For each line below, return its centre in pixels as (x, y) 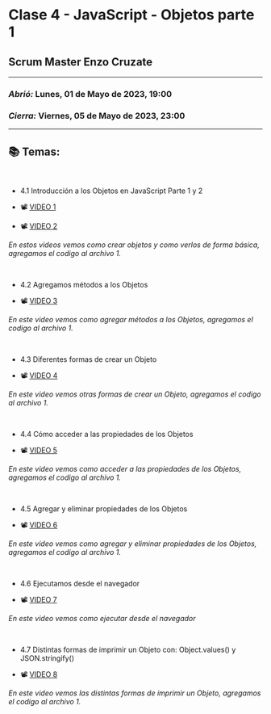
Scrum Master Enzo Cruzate (81, 62)
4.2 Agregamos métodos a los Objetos (84, 285)
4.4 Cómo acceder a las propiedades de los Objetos (106, 435)
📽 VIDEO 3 (39, 301)
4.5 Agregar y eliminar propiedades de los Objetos (104, 509)
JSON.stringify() (47, 658)
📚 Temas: (34, 151)
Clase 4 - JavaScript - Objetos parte (131, 15)
